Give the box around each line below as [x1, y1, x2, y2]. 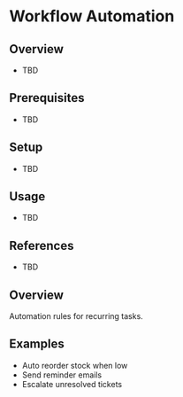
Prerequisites [9, 90, 85, 105]
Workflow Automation [9, 6, 175, 27]
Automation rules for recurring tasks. [9, 311, 143, 322]
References [9, 237, 74, 253]
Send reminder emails [21, 370, 103, 380]
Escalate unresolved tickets [21, 378, 122, 389]
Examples [9, 337, 65, 352]
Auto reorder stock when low [21, 360, 128, 370]
